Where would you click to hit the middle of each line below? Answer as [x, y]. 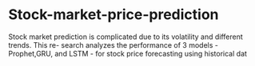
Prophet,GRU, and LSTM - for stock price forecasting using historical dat [128, 53]
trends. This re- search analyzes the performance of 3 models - [113, 45]
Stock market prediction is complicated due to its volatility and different [126, 37]
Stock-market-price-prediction [114, 15]
